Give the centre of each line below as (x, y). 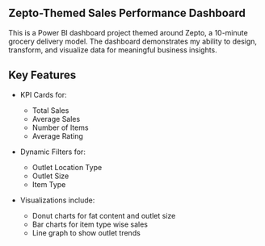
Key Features (42, 75)
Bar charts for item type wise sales (90, 224)
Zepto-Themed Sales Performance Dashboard (127, 13)
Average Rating (57, 136)
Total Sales (50, 110)
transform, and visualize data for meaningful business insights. (113, 50)
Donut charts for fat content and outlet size (104, 215)
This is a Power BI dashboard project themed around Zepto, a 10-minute (128, 32)
